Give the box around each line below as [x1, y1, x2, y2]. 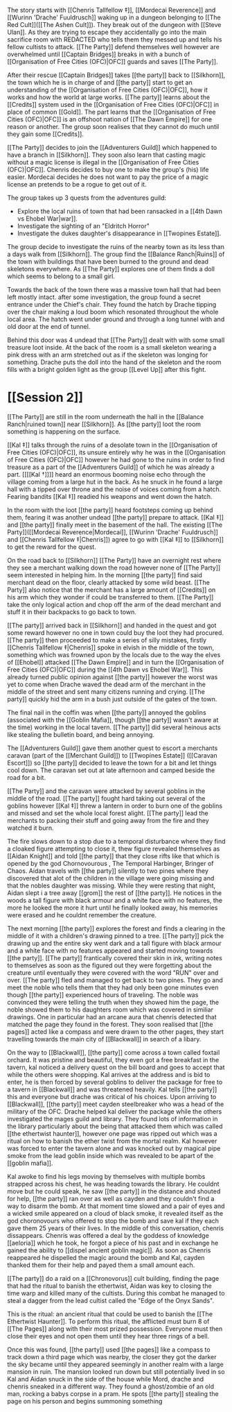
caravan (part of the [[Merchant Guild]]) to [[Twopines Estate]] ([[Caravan [7, 751, 217, 759]
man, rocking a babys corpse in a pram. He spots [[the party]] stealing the [7, 1389, 220, 1397]
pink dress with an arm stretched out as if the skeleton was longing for [7, 350, 208, 359]
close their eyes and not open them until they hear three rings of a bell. [7, 1332, 210, 1340]
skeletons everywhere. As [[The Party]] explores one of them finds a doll [7, 265, 215, 273]
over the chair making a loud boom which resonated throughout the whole [7, 308, 219, 316]
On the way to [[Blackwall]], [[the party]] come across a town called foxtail [7, 1048, 220, 1057]
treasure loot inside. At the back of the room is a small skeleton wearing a [7, 343, 217, 351]
